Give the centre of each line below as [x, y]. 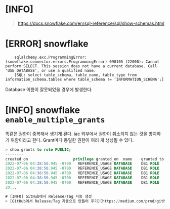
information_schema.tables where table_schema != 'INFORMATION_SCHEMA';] [85, 79]
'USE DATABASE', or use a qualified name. [51, 70]
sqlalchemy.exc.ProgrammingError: [51, 57]
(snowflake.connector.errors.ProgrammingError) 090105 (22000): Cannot [82, 62]
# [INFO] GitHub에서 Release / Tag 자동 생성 [49, 196]
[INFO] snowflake [42, 110]
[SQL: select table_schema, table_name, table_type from [76, 75]
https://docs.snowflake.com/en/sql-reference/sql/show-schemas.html [91, 23]
